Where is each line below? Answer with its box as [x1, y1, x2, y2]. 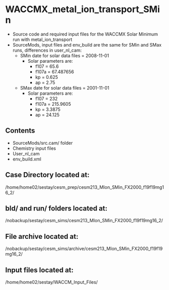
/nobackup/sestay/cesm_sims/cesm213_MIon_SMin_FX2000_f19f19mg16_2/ [5, 218, 163, 224]
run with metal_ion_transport [12, 36, 72, 43]
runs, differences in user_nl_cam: [12, 47, 82, 53]
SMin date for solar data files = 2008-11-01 [20, 52, 109, 59]
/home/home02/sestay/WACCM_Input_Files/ [5, 279, 98, 285]
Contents [5, 127, 35, 135]
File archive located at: [5, 232, 78, 241]
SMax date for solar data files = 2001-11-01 [20, 85, 110, 91]
